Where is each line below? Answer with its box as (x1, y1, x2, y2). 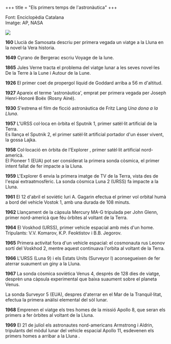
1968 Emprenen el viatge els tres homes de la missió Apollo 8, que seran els (5, 307, 166, 313)
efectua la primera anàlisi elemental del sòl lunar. (5, 297, 108, 303)
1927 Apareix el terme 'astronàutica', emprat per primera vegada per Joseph (5, 90, 166, 96)
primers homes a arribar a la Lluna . (5, 333, 80, 339)
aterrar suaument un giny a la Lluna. (5, 261, 81, 267)
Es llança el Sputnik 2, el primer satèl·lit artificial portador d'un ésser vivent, (5, 132, 164, 137)
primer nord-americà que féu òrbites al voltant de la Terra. (5, 214, 128, 221)
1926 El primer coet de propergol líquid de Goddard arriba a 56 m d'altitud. (5, 80, 163, 86)
